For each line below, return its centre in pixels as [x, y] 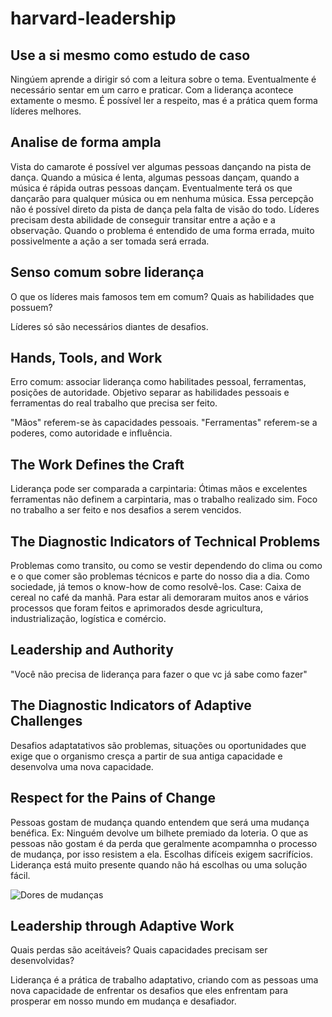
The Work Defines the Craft [97, 464]
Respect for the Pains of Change [113, 798]
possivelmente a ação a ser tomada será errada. [110, 241]
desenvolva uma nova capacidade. [82, 766]
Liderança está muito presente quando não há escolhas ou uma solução [159, 864]
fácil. [20, 875]
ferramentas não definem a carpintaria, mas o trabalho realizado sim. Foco [164, 499]
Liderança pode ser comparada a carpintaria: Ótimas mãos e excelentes [159, 489]
